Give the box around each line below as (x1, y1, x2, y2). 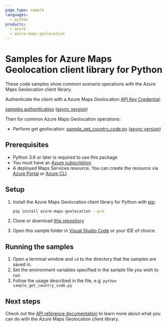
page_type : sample (5, 7, 44, 13)
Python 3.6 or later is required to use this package (12, 154, 118, 160)
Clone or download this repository (12, 218, 85, 224)
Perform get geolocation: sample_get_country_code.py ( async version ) (12, 125, 161, 132)
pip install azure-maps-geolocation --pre (12, 209, 104, 214)
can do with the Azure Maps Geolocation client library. (5, 316, 120, 322)
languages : (5, 12, 29, 17)
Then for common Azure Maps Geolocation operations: (5, 116, 121, 122)
